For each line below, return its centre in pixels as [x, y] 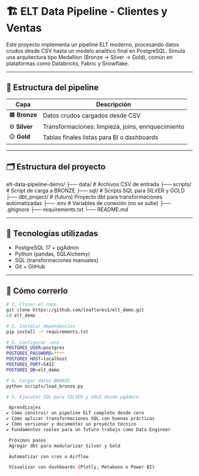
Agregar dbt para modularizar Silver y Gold [64, 446]
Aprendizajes [25, 408]
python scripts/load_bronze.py [45, 386]
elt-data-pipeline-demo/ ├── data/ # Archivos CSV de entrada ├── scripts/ [99, 184]
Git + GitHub [30, 267]
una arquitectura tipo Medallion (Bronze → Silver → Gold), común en [89, 57]
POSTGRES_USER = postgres [36, 348]
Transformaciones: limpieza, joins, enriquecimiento [114, 126]
